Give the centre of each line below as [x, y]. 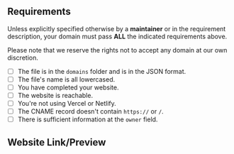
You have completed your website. [68, 87]
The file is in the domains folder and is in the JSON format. [102, 71]
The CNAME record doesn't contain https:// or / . [91, 111]
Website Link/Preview [57, 142]
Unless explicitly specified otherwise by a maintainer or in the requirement [117, 28]
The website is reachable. [55, 95]
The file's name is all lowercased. [66, 79]
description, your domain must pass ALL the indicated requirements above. [117, 36]
